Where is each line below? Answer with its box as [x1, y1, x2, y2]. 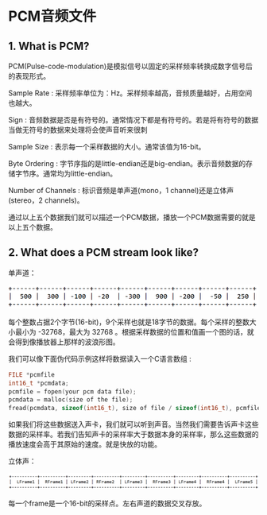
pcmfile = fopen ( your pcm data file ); [8, 387, 137, 396]
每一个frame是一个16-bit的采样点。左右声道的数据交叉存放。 [8, 498, 207, 508]
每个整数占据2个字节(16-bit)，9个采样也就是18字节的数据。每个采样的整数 [8, 317, 250, 327]
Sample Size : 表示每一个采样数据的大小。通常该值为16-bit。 [8, 142, 206, 151]
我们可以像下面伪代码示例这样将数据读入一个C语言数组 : [8, 354, 192, 363]
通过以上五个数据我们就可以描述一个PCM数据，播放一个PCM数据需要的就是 [8, 212, 256, 222]
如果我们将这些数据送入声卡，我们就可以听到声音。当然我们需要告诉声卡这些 [8, 420, 259, 429]
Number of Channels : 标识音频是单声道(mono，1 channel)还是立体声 [8, 186, 234, 195]
